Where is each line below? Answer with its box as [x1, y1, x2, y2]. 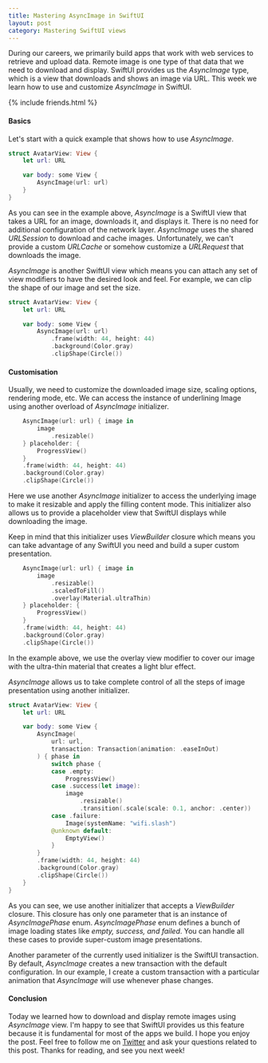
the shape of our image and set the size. [8, 283, 141, 292]
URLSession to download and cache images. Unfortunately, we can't [8, 233, 234, 243]
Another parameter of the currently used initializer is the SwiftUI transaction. [8, 950, 259, 959]
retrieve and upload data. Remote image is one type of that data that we [8, 57, 245, 66]
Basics [8, 116, 32, 125]
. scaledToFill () [50, 586, 105, 595]
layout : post [8, 19, 52, 27]
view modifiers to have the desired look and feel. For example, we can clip [8, 274, 252, 284]
